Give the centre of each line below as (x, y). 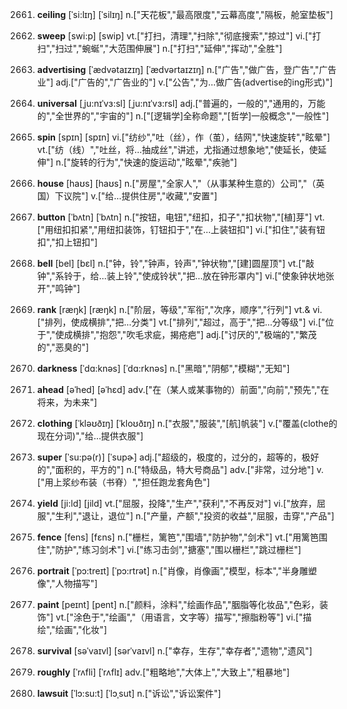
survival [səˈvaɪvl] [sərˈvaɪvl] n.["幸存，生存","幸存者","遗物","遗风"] (174, 651)
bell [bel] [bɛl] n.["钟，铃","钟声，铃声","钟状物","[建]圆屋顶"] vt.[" (171, 263)
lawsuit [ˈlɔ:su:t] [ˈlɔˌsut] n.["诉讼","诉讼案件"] (129, 693)
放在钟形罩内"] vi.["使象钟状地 (264, 276)
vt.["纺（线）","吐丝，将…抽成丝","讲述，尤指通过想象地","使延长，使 (177, 149)
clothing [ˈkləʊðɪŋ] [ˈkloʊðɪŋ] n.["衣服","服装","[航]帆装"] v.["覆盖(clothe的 (187, 423)
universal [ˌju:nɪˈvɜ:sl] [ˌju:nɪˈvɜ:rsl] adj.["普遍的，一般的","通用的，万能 (181, 103)
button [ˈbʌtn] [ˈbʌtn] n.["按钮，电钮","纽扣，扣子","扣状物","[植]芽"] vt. (180, 217)
